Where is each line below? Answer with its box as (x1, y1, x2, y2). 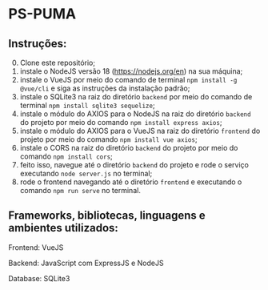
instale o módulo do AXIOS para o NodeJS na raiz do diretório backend (19, 109, 251, 119)
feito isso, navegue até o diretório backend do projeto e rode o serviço (19, 160, 250, 169)
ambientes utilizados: (8, 221, 118, 235)
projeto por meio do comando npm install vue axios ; (19, 135, 198, 144)
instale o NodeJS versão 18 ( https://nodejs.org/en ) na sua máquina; (19, 66, 243, 76)
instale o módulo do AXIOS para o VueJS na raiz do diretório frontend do (19, 126, 261, 135)
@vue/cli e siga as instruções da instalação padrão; (19, 83, 190, 93)
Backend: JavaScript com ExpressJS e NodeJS (8, 258, 164, 268)
